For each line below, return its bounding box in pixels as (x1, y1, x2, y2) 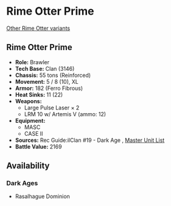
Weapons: (15, 97, 42, 105)
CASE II (24, 130, 44, 137)
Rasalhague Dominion (15, 193, 70, 200)
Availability (6, 161, 50, 171)
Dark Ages (6, 179, 38, 188)
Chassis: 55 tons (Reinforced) (15, 72, 91, 79)
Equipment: (15, 117, 46, 124)
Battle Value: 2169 (15, 142, 62, 150)
